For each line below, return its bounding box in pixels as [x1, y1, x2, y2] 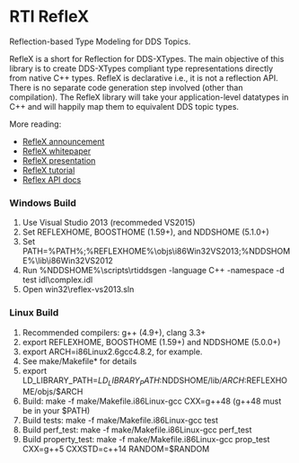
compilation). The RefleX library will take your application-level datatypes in [9, 92, 289, 102]
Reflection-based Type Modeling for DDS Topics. [9, 36, 191, 47]
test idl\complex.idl [22, 274, 93, 285]
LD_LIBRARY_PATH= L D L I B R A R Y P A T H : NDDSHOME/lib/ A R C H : [22, 375, 247, 387]
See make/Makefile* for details [22, 355, 137, 366]
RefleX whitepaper [22, 146, 92, 156]
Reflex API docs [22, 174, 82, 185]
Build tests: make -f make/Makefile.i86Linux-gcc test [22, 415, 218, 426]
